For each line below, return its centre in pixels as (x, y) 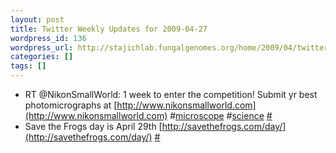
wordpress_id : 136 (48, 38)
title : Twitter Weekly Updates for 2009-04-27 (109, 29)
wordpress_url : (42, 47)
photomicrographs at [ (71, 105)
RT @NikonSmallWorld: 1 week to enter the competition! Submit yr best (171, 94)
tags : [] (28, 66)
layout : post (37, 19)
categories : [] (42, 57)
